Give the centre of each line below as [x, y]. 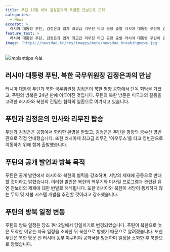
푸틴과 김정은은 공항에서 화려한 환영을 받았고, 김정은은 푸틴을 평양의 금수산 [79, 132]
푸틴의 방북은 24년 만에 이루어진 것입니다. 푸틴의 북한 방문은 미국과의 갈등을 [87, 95]
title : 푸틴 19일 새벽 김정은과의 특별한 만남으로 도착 [55, 10]
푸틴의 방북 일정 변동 [35, 212]
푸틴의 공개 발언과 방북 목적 [45, 162]
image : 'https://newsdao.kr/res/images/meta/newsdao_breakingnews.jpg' [82, 43]
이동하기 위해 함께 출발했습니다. [36, 145]
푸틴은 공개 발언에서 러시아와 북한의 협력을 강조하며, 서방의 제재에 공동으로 [79, 175]
